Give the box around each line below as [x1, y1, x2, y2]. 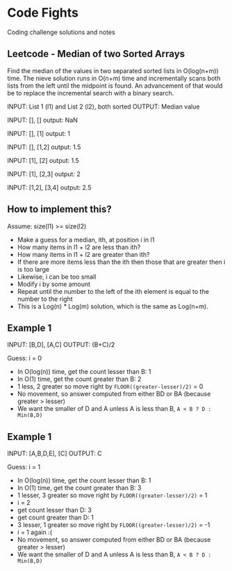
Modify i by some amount [17, 280, 91, 288]
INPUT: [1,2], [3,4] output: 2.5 [7, 183, 92, 191]
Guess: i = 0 [7, 354, 42, 363]
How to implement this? [7, 203, 113, 215]
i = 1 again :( [17, 528, 53, 537]
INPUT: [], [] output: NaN [7, 116, 78, 124]
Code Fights [7, 5, 78, 21]
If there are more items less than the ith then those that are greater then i [17, 258, 226, 266]
